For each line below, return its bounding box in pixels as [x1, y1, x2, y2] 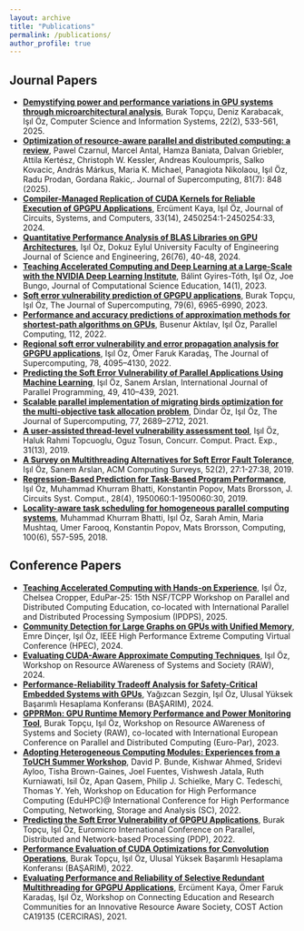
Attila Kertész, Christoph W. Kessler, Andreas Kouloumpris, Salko [22, 155, 265, 166]
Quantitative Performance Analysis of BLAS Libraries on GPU [22, 232, 259, 243]
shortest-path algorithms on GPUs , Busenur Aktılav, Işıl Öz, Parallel [22, 319, 278, 330]
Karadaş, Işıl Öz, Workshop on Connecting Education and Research [22, 891, 275, 902]
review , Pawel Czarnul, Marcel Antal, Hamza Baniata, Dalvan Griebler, [22, 145, 284, 156]
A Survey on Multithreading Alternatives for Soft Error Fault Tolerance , [22, 454, 295, 465]
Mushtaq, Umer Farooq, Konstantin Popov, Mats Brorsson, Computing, [22, 522, 286, 533]
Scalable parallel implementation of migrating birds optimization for [22, 397, 284, 408]
